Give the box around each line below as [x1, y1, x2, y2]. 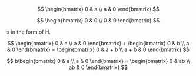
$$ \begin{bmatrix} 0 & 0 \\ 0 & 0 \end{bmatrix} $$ [36, 17, 160, 24]
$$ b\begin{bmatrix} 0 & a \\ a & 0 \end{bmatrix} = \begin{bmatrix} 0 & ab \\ [6, 58, 190, 64]
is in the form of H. [5, 28, 51, 35]
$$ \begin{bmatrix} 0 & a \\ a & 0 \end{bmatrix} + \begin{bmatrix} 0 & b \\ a [7, 40, 190, 47]
